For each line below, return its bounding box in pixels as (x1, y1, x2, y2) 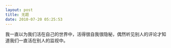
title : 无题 (5, 12, 29, 17)
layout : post (5, 7, 33, 13)
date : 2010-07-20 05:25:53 (5, 17, 63, 22)
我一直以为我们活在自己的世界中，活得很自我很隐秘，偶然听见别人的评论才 (5, 31, 162, 37)
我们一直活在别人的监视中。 (9, 37, 68, 43)
